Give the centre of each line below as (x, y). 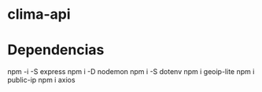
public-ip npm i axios (41, 80)
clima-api (39, 14)
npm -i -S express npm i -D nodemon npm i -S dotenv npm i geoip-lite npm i (131, 72)
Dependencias (56, 50)
